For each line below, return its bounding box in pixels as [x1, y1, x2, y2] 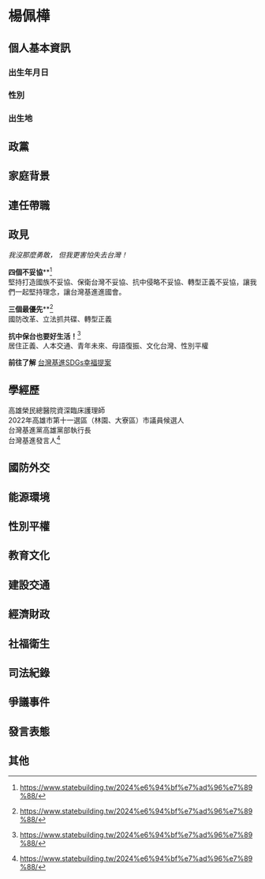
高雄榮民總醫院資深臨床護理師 [8, 406, 105, 415]
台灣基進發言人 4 [8, 434, 61, 445]
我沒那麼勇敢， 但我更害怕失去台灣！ [8, 250, 128, 260]
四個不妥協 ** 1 [8, 266, 53, 276]
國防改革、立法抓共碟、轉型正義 [8, 314, 112, 324]
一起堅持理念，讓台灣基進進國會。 [14, 287, 126, 296]
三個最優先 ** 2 [8, 302, 54, 314]
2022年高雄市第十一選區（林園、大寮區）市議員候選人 [8, 415, 185, 425]
